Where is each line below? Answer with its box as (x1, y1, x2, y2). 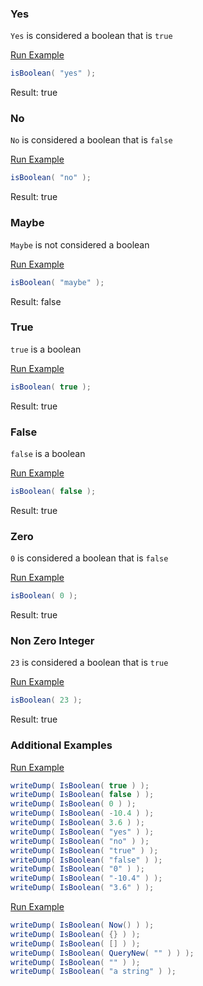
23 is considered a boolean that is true (10, 657, 169, 669)
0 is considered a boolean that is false (10, 552, 169, 564)
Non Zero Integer (10, 633, 95, 647)
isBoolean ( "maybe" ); (10, 277, 105, 287)
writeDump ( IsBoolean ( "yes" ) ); (10, 827, 155, 837)
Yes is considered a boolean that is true (10, 30, 173, 42)
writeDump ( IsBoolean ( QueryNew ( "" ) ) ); (10, 948, 195, 958)
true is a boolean (10, 343, 82, 355)
